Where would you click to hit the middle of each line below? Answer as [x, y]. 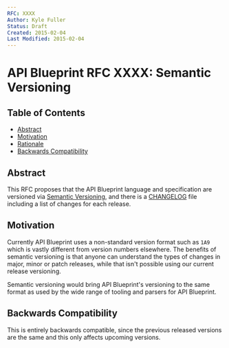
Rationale [30, 144]
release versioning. [34, 271]
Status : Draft [28, 26]
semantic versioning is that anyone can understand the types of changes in [114, 256]
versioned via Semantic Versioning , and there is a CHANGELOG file [102, 196]
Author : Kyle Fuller [37, 20]
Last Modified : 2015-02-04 [46, 39]
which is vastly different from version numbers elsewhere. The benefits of [112, 249]
